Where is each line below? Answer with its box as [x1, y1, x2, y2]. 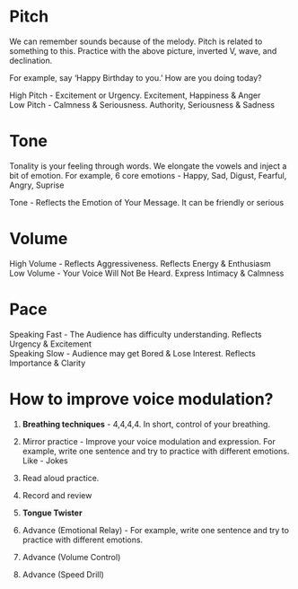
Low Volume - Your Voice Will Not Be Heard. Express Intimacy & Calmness [9, 268, 285, 278]
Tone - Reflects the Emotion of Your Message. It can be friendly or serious [9, 197, 285, 207]
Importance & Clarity [9, 357, 86, 368]
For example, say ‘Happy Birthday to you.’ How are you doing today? [9, 72, 262, 83]
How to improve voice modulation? [9, 389, 274, 409]
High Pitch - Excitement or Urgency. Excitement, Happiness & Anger [9, 90, 261, 101]
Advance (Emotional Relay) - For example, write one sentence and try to [22, 524, 290, 535]
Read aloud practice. [22, 472, 100, 483]
